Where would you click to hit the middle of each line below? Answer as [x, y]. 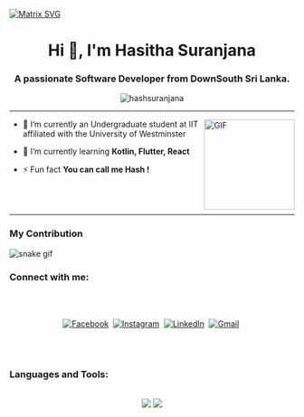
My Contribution [46, 233]
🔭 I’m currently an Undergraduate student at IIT [110, 124]
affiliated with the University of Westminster [104, 134]
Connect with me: [49, 277]
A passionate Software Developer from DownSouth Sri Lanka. [152, 79]
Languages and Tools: [59, 374]
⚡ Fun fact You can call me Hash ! [86, 170]
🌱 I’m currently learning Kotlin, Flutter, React [106, 152]
